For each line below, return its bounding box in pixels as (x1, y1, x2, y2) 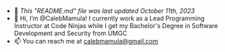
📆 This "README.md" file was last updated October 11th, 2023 (13, 7, 195, 15)
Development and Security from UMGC (13, 29, 128, 37)
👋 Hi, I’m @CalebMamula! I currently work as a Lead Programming (13, 14, 205, 22)
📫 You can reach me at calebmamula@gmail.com (13, 37, 158, 45)
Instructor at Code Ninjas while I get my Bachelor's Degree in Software (13, 22, 219, 30)
